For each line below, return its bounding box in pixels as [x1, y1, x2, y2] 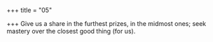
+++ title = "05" [6, 6, 53, 14]
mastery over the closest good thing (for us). [6, 27, 136, 35]
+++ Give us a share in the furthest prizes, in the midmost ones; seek [6, 20, 207, 27]
